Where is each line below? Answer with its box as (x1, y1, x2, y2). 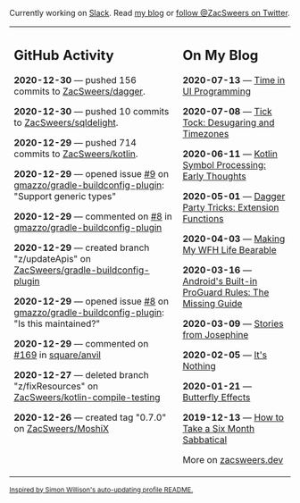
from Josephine (182, 328, 249, 340)
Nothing (182, 359, 216, 372)
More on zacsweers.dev (182, 453, 284, 465)
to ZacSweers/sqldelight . (13, 116, 119, 129)
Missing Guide (182, 297, 243, 309)
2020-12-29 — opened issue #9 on (13, 167, 170, 180)
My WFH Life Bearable (182, 243, 277, 256)
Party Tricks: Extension (182, 201, 279, 214)
